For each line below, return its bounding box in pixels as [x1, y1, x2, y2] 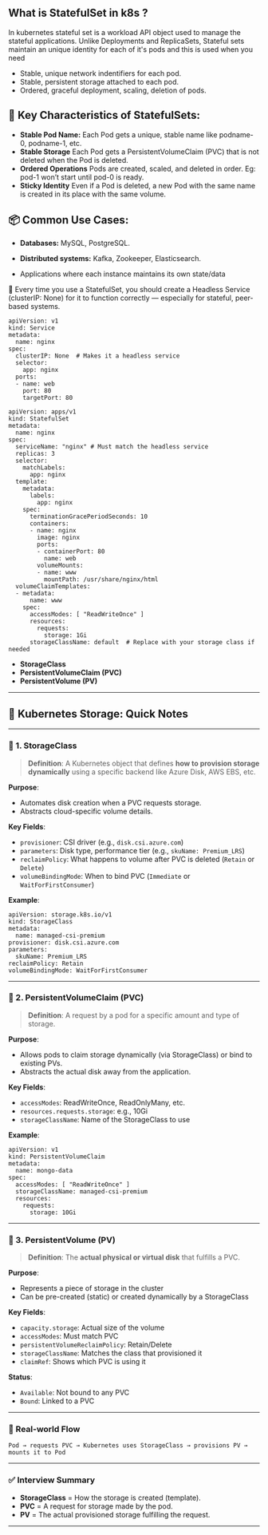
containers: [29, 520, 69, 528]
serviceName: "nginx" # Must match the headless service [15, 443, 209, 451]
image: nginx [37, 534, 81, 542]
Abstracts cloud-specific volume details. [19, 806, 153, 816]
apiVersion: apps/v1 [8, 408, 77, 416]
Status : [8, 1372, 33, 1382]
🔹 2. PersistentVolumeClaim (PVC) [8, 992, 144, 1003]
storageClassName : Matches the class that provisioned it [19, 1348, 203, 1358]
